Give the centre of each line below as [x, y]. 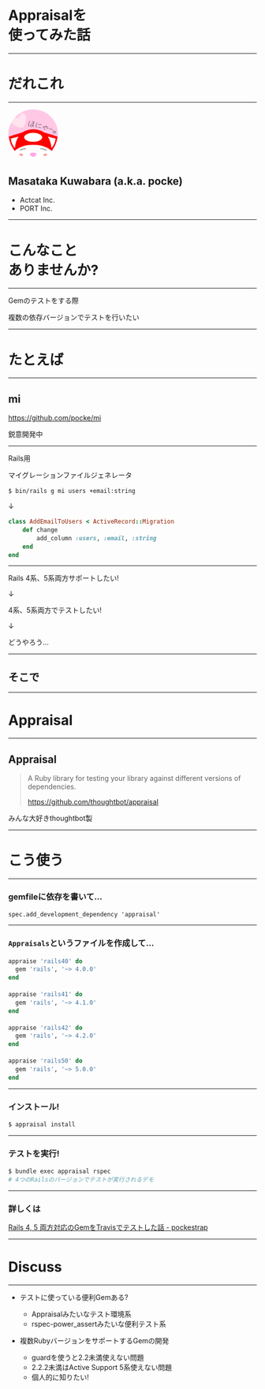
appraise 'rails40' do [45, 961]
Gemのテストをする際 [43, 301]
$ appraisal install [42, 1124]
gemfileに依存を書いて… [55, 897]
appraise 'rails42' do [45, 1028]
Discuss [35, 1267]
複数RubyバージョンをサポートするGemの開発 [94, 1341]
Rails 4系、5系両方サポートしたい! [64, 578]
